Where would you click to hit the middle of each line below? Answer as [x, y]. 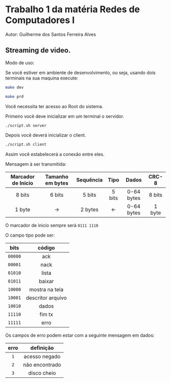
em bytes [57, 183]
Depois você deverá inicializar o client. [46, 135]
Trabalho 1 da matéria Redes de [73, 9]
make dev [15, 87]
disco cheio [42, 373]
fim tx [46, 315]
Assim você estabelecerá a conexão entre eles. [55, 155]
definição [42, 348]
